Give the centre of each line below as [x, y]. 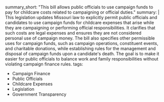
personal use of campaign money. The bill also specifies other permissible [80, 38]
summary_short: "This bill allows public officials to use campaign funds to [79, 7]
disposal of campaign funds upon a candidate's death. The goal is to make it [82, 54]
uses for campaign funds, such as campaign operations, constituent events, [82, 43]
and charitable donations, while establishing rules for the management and [80, 49]
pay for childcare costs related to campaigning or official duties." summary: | [82, 12]
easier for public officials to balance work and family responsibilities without [82, 59]
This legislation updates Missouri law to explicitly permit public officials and [81, 17]
